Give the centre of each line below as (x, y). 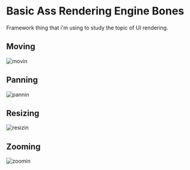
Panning (22, 80)
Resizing (23, 113)
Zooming (23, 146)
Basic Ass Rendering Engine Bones (95, 11)
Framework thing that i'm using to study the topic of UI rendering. (87, 28)
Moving (21, 47)
